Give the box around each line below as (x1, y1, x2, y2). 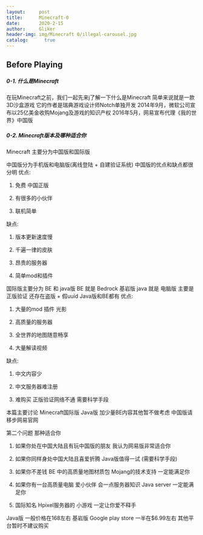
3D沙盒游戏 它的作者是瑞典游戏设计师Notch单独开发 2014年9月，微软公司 (6, 102, 191, 109)
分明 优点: (6, 168, 31, 176)
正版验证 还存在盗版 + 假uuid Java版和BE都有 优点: (6, 292, 133, 300)
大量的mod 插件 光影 (15, 305, 67, 313)
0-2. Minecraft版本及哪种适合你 (6, 131, 87, 139)
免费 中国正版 (15, 182, 49, 189)
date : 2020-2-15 (6, 20, 64, 26)
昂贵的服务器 (15, 259, 47, 266)
